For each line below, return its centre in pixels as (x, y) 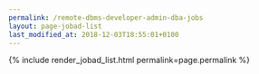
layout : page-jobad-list (55, 26)
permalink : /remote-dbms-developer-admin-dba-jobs (106, 18)
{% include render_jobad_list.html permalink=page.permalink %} (129, 60)
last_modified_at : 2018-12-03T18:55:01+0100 (94, 34)
